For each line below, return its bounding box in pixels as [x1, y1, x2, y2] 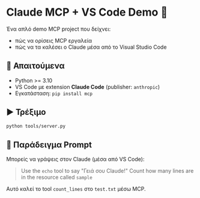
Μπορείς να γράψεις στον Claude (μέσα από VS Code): [6, 156, 145, 163]
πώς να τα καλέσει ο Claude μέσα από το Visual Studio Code [14, 43, 167, 51]
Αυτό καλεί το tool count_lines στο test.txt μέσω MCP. [6, 185, 146, 193]
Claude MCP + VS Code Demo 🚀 [6, 5, 168, 19]
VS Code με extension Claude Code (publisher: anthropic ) [14, 83, 160, 90]
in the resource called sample [20, 174, 93, 181]
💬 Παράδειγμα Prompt [6, 140, 92, 150]
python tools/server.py [6, 123, 66, 129]
